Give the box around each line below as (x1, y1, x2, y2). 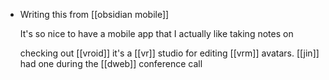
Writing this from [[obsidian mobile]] (19, 9, 170, 20)
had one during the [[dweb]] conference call (19, 58, 203, 69)
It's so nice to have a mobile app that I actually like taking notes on (19, 28, 294, 39)
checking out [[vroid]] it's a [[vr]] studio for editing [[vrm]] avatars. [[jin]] (19, 47, 320, 59)
